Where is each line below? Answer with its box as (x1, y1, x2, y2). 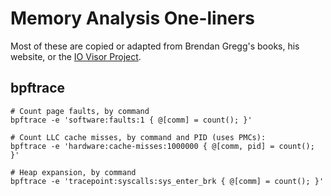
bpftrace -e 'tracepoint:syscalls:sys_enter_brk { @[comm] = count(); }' (10, 176, 325, 186)
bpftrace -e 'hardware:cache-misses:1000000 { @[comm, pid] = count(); (10, 141, 315, 151)
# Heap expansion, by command (10, 167, 137, 177)
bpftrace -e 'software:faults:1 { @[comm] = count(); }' (10, 115, 253, 125)
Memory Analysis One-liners (10, 7, 255, 30)
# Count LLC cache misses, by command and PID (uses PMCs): (10, 132, 267, 142)
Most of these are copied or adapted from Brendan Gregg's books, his (10, 40, 300, 52)
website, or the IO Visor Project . (10, 50, 142, 62)
